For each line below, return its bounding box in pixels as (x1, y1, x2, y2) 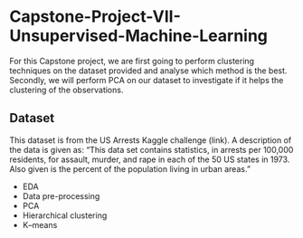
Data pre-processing (22, 190, 100, 201)
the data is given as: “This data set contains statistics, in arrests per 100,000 (9, 144, 294, 155)
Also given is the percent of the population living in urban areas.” (9, 163, 251, 174)
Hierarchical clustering (22, 210, 108, 221)
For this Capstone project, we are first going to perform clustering (9, 55, 255, 66)
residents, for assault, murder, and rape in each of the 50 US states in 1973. (9, 154, 290, 165)
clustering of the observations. (9, 84, 124, 95)
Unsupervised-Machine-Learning (9, 25, 269, 46)
